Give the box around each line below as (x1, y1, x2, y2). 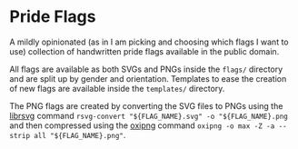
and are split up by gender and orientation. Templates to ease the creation (9, 73, 287, 84)
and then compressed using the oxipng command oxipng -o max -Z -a (9, 120, 275, 131)
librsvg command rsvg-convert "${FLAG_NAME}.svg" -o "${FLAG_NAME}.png (9, 110, 288, 121)
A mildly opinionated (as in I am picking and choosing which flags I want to (9, 36, 289, 47)
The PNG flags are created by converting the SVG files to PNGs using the (9, 100, 283, 111)
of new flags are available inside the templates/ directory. (9, 83, 225, 94)
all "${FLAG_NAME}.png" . (33, 129, 126, 140)
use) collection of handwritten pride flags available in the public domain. (9, 45, 280, 56)
